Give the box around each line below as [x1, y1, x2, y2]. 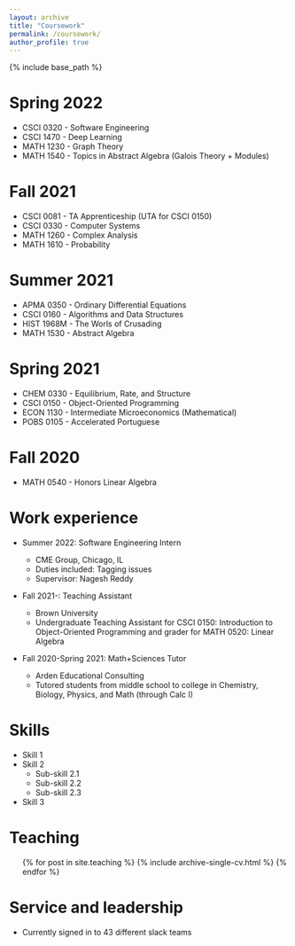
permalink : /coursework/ [9, 29, 101, 38]
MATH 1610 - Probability [21, 239, 111, 250]
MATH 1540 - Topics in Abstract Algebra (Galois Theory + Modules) [21, 151, 270, 161]
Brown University [35, 607, 99, 618]
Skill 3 [21, 796, 45, 807]
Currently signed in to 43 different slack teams [21, 926, 192, 937]
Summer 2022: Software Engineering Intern [21, 537, 182, 548]
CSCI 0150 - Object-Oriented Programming [21, 398, 180, 408]
